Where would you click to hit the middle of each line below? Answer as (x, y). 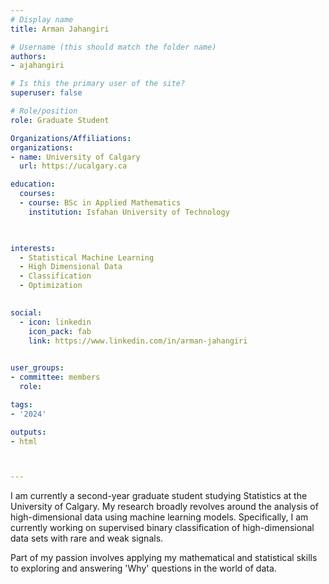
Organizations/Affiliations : (71, 138)
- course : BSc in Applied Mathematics (100, 203)
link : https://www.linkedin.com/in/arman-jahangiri (138, 341)
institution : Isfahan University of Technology (129, 212)
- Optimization (51, 286)
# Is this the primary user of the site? (98, 84)
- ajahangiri (37, 66)
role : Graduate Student (60, 120)
